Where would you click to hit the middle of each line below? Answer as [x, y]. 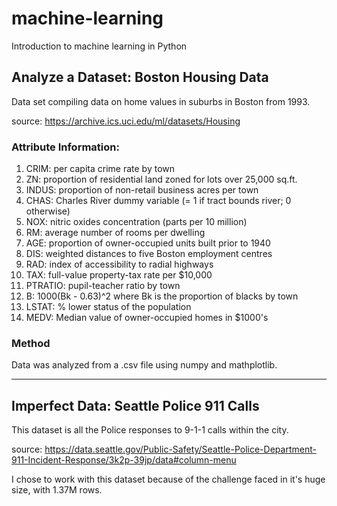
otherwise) [48, 211]
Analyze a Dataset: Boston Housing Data [140, 77]
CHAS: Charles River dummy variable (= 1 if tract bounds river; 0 [158, 201]
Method [31, 343]
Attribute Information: [65, 147]
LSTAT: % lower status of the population [108, 307]
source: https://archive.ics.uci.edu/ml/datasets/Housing [126, 121]
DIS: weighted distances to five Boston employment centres [149, 254]
